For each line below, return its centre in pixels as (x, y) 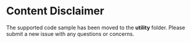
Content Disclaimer (55, 11)
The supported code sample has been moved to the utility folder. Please (96, 27)
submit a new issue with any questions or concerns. (70, 33)
